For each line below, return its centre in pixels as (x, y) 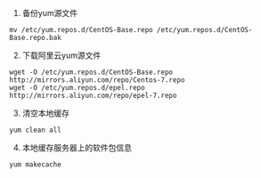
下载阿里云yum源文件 (61, 55)
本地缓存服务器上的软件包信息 (77, 148)
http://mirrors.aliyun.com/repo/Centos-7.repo (97, 80)
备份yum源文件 (50, 13)
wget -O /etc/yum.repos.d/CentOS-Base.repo (91, 72)
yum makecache (36, 165)
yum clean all (36, 130)
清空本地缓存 (45, 113)
